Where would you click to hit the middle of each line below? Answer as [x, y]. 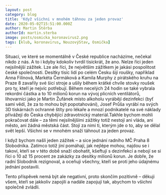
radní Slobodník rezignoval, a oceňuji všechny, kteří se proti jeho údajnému [82, 161]
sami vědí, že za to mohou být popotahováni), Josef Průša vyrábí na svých [82, 104]
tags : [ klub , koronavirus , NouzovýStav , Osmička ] [58, 42]
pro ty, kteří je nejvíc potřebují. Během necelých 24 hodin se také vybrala [80, 88]
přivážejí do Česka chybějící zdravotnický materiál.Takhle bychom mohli [79, 115]
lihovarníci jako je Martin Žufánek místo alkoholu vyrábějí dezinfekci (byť [79, 99]
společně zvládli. [22, 187]
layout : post [19, 10]
